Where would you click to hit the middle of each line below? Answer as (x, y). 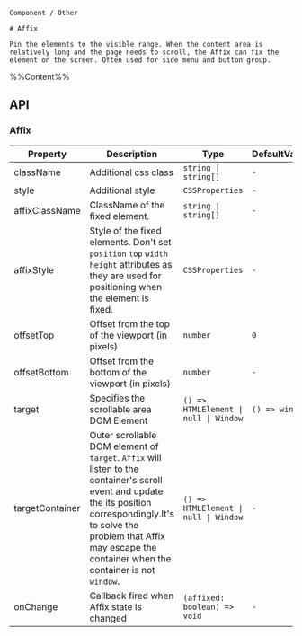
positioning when (126, 287)
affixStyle (34, 269)
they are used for (125, 276)
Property (48, 154)
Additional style (122, 190)
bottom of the (118, 372)
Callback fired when (132, 596)
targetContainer (47, 508)
